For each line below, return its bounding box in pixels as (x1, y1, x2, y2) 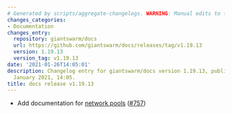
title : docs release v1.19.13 (7, 80, 95, 87)
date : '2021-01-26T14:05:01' (7, 61, 91, 68)
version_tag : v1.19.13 (13, 55, 79, 62)
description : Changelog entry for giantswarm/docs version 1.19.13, (7, 67, 209, 74)
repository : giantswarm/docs (13, 36, 97, 43)
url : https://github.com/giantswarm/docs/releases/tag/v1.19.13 (13, 42, 202, 49)
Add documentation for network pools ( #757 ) (17, 99, 146, 107)
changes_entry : (7, 29, 51, 36)
